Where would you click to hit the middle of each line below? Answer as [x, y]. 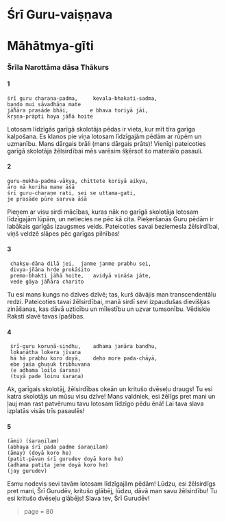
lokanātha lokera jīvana [45, 353]
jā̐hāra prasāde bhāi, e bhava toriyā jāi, [78, 110]
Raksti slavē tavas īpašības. [46, 316]
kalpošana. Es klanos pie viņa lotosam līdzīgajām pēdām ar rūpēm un [104, 136]
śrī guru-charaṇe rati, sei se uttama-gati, [72, 193]
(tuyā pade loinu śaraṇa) [47, 377]
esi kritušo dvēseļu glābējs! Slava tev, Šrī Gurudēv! [78, 498]
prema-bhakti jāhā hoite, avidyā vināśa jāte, [81, 275]
